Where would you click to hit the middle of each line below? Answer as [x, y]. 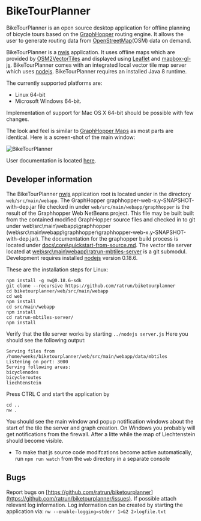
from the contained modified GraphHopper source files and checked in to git [101, 219]
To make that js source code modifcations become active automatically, [103, 452]
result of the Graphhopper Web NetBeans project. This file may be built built [100, 213]
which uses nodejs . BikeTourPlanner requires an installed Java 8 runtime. [97, 71]
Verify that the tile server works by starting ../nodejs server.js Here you [97, 334]
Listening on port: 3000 [37, 362]
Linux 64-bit [30, 94]
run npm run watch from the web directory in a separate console [92, 458]
